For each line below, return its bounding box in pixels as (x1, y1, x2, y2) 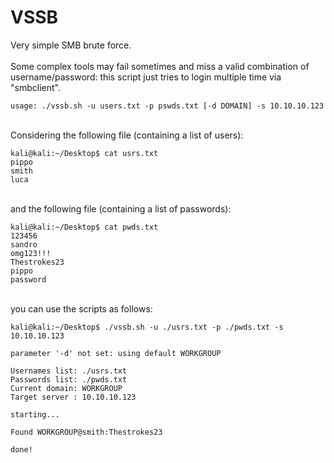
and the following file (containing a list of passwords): (10, 202, 232, 215)
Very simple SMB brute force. (10, 39, 132, 51)
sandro (10, 239, 38, 250)
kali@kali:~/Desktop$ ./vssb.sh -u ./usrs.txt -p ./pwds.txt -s (10, 322, 284, 332)
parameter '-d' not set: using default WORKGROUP (10, 348, 222, 358)
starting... (10, 409, 60, 420)
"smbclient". (10, 81, 61, 93)
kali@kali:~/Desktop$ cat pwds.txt (10, 222, 159, 232)
